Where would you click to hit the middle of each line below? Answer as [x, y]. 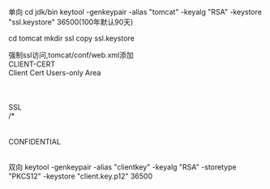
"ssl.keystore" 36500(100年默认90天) [71, 22]
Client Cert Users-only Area [55, 73]
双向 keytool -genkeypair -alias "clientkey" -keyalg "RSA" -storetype [122, 167]
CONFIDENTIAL [34, 142]
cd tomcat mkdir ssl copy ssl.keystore [72, 38]
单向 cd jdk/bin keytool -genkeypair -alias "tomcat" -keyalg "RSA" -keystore [135, 12]
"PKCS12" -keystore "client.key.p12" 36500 [81, 176]
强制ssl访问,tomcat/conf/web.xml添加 [71, 55]
